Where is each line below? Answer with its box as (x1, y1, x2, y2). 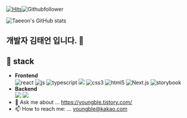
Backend (14, 85, 37, 93)
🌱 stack (6, 56, 34, 66)
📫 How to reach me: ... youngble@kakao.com (14, 106, 128, 113)
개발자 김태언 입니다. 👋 (6, 36, 84, 46)
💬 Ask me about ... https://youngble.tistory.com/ (14, 98, 132, 106)
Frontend (14, 72, 39, 79)
